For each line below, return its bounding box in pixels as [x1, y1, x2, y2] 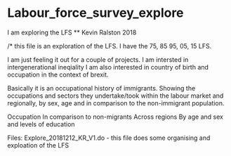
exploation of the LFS [7, 141, 70, 149]
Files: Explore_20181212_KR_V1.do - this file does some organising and [7, 134, 211, 142]
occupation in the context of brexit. [7, 70, 109, 79]
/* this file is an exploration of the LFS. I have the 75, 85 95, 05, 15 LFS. [7, 41, 212, 50]
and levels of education [7, 119, 75, 128]
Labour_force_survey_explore [7, 5, 184, 21]
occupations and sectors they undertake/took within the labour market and [7, 91, 224, 100]
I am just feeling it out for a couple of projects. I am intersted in [7, 55, 189, 64]
